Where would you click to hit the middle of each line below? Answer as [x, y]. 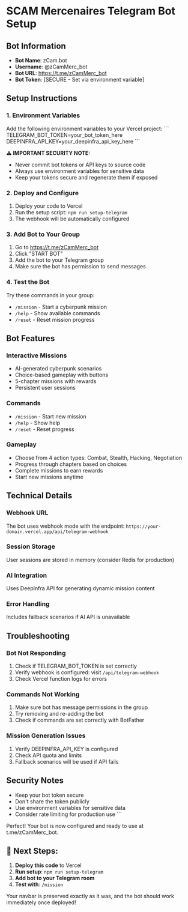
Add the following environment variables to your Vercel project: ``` [88, 128]
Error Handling [28, 604]
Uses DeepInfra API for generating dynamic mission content [80, 588]
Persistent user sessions [45, 388]
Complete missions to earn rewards [59, 470]
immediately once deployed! [41, 902]
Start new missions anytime [49, 477]
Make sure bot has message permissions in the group [81, 707]
